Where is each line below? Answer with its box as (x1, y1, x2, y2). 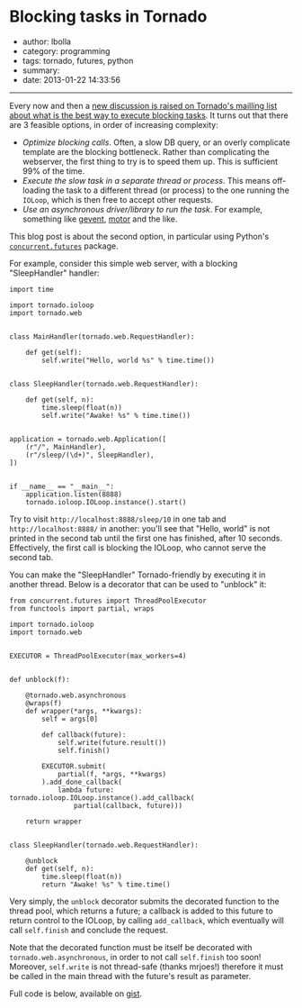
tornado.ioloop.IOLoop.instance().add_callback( (9, 793, 195, 803)
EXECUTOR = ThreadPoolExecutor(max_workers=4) (9, 651, 187, 660)
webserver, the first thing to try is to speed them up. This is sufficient (22, 156, 279, 167)
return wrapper (25, 817, 83, 826)
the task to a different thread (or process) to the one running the (52, 185, 289, 195)
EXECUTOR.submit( (41, 761, 106, 771)
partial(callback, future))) (73, 801, 182, 810)
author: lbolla (22, 36, 72, 47)
